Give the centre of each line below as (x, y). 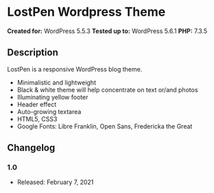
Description (33, 53)
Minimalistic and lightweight (56, 82)
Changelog (31, 148)
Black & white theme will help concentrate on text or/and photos (107, 89)
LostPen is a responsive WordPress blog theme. (75, 69)
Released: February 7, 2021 (55, 182)
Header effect (37, 104)
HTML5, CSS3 (37, 119)
